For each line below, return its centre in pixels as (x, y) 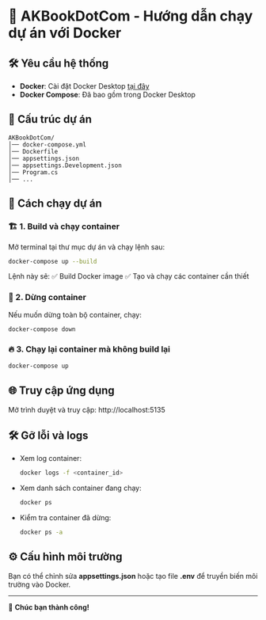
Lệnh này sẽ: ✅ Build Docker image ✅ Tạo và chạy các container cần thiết (129, 276)
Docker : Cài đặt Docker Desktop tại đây (84, 86)
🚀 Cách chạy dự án (55, 204)
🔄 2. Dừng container (47, 298)
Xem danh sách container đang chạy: (80, 488)
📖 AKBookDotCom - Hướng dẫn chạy (131, 16)
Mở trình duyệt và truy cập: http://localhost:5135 (87, 409)
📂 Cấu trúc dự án (50, 119)
